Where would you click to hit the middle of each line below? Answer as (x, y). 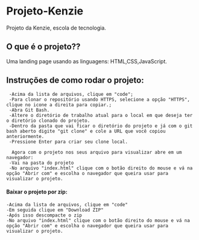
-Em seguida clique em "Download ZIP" (55, 210)
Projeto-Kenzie (45, 11)
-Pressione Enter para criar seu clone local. (68, 142)
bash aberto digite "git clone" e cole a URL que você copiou (86, 131)
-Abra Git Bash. (29, 110)
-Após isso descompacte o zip (44, 215)
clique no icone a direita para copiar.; (59, 105)
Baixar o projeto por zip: (37, 192)
